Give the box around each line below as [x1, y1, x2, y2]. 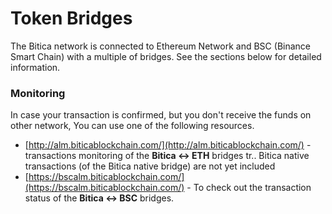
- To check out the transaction [186, 182, 312, 194]
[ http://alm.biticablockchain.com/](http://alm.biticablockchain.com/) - [24, 139, 312, 151]
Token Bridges [10, 7, 133, 30]
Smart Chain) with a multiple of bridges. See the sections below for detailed [10, 50, 322, 62]
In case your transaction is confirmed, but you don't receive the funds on [10, 109, 312, 121]
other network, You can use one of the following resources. [10, 120, 255, 132]
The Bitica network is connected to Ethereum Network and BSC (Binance [10, 40, 311, 52]
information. [10, 61, 61, 73]
